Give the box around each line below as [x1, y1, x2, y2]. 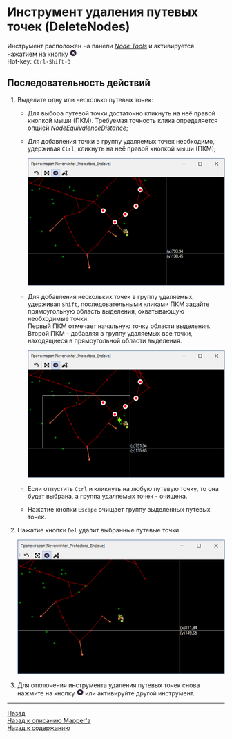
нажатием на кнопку [7, 50, 69, 58]
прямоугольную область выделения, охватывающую [27, 307, 185, 316]
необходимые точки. [27, 315, 90, 323]
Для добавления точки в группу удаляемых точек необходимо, [27, 137, 215, 145]
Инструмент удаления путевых [7, 4, 199, 20]
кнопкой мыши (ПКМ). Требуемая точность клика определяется [27, 116, 218, 124]
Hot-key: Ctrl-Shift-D [7, 57, 71, 66]
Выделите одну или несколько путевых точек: [17, 95, 154, 104]
